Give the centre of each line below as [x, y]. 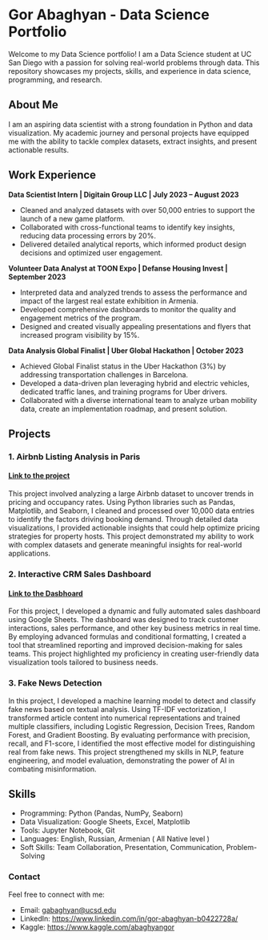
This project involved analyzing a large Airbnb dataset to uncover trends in [131, 494]
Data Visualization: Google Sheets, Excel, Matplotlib [105, 822]
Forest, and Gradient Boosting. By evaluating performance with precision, [129, 735]
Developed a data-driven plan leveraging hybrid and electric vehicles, [135, 383]
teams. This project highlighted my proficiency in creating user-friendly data [134, 654]
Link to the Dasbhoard [46, 593]
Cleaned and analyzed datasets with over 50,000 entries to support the [137, 210]
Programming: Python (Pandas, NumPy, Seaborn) [102, 813]
